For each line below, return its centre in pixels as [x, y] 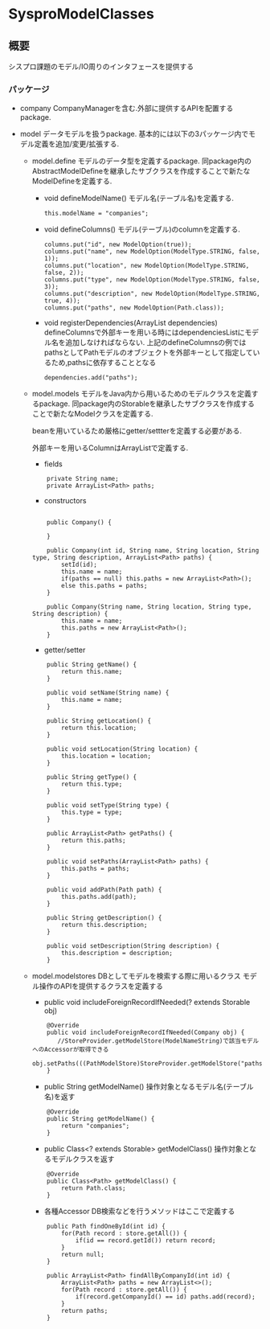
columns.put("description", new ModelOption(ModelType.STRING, [152, 294]
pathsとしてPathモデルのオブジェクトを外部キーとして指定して [148, 353]
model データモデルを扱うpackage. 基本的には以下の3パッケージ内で [134, 134]
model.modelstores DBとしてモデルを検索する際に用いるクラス [136, 976]
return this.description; [104, 925]
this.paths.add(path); [99, 897]
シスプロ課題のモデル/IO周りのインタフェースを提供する [101, 66]
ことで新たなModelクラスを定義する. [93, 414]
